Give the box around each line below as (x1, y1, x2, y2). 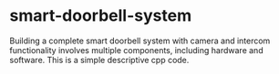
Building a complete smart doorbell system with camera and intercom (9, 35, 271, 46)
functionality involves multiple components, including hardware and (9, 44, 263, 55)
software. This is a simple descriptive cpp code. (9, 54, 190, 65)
